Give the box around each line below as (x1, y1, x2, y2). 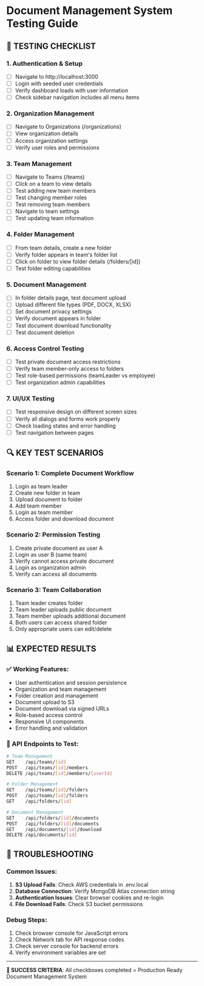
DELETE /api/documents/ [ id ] (6, 832, 78, 838)
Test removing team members (15, 201, 90, 208)
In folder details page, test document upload (15, 294, 126, 302)
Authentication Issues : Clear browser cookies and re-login (15, 894, 164, 901)
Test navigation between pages (15, 429, 94, 436)
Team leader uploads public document (15, 606, 112, 613)
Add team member (15, 502, 63, 510)
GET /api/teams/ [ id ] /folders (6, 787, 88, 793)
